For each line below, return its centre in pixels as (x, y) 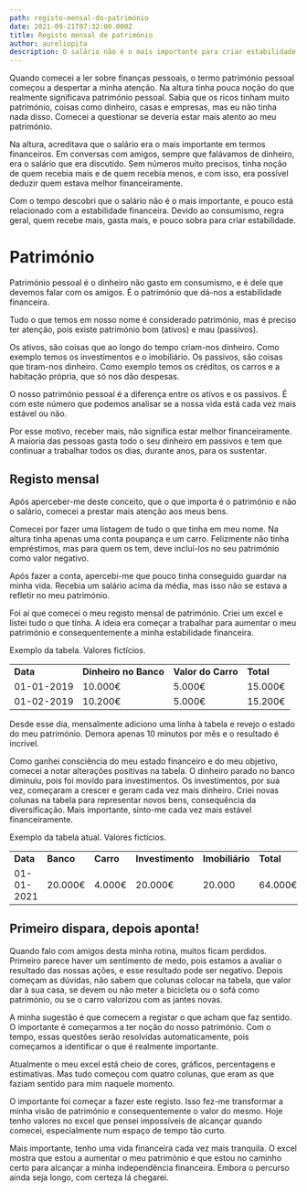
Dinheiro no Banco (123, 671)
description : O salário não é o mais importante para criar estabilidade (153, 52)
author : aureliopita (49, 43)
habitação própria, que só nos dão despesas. (95, 377)
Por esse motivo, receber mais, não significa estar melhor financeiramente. (151, 432)
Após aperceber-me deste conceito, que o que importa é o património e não (153, 501)
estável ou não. (38, 413)
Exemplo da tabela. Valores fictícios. (78, 650)
